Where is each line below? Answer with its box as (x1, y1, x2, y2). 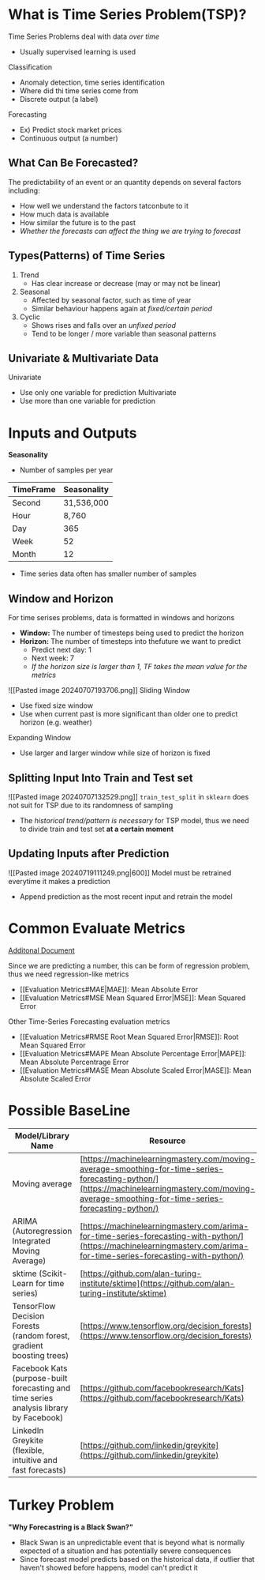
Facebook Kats (12, 1363, 68, 1374)
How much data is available (19, 209, 110, 219)
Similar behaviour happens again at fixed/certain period (31, 303, 213, 313)
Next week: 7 (31, 653, 75, 663)
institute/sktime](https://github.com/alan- (80, 1277, 235, 1288)
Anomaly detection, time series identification (19, 77, 166, 87)
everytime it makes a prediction (8, 876, 110, 886)
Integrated (12, 1235, 51, 1246)
